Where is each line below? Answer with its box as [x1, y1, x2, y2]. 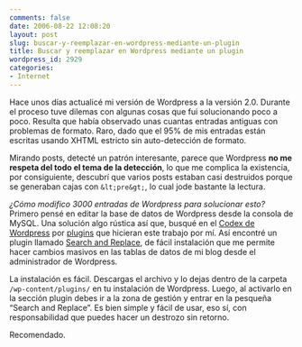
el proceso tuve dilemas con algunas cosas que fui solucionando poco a [9, 105, 278, 117]
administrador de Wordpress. [9, 256, 118, 267]
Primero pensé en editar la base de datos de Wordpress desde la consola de [9, 208, 294, 219]
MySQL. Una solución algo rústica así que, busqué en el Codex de [9, 217, 255, 228]
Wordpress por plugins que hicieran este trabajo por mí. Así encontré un [9, 227, 278, 238]
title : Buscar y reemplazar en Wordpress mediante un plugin [9, 47, 244, 56]
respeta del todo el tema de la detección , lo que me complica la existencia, [9, 161, 290, 172]
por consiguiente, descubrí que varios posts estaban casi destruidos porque [9, 171, 293, 182]
